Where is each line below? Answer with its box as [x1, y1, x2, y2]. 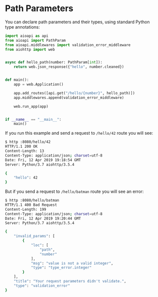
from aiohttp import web [5, 47, 55, 52]
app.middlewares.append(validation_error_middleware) [14, 95, 124, 100]
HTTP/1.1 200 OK [5, 144, 38, 149]
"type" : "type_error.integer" [30, 265, 92, 270]
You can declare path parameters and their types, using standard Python [5, 19, 150, 25]
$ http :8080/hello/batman [5, 198, 59, 203]
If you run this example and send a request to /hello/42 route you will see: [5, 130, 153, 136]
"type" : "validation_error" [14, 283, 70, 288]
